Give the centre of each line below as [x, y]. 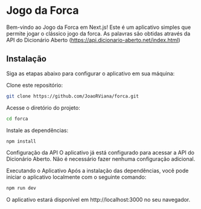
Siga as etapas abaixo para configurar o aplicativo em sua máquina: [91, 73]
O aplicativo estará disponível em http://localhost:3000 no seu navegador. [98, 200]
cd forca [17, 119]
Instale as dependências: [37, 130]
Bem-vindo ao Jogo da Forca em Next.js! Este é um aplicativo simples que [99, 27]
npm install [21, 141]
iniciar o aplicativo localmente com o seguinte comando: [76, 177]
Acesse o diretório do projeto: [43, 108]
